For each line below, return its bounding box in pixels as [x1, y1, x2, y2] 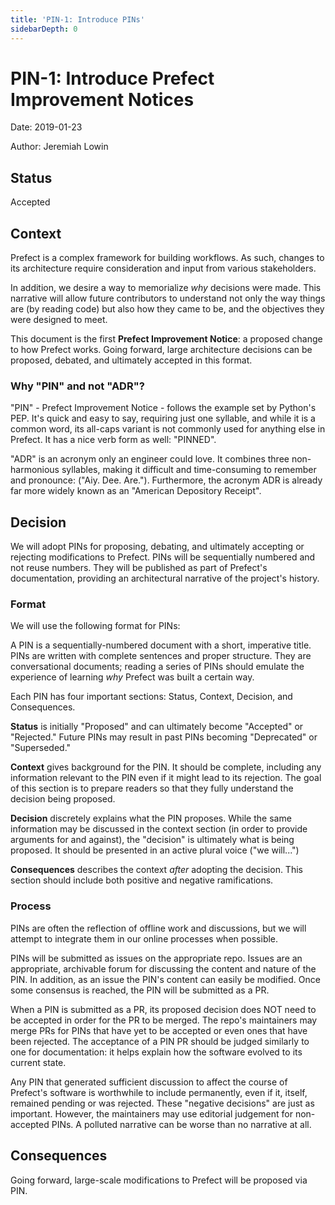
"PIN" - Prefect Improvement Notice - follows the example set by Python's [10, 402, 317, 414]
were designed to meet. [10, 314, 108, 326]
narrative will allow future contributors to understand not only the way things [10, 292, 326, 305]
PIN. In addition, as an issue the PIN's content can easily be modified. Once [10, 973, 321, 985]
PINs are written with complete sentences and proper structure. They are [10, 650, 312, 662]
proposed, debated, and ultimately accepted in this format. [10, 354, 253, 366]
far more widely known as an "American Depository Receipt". [10, 485, 262, 497]
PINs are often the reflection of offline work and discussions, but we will [10, 922, 307, 934]
